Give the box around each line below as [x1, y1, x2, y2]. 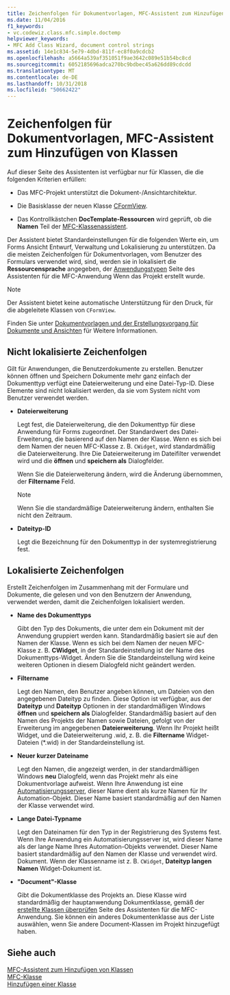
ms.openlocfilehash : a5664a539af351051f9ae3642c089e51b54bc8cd [7, 55, 192, 62]
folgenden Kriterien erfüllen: [7, 176, 87, 184]
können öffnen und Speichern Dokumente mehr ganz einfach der [7, 372, 191, 380]
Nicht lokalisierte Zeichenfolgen [7, 346, 147, 358]
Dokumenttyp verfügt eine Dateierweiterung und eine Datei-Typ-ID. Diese [7, 379, 214, 387]
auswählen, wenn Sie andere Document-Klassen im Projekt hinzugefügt [16, 920, 220, 928]
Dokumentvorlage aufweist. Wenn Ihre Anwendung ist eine [16, 779, 183, 787]
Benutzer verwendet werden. [7, 394, 89, 402]
